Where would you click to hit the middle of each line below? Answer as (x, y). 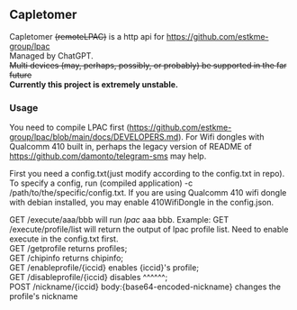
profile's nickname (44, 296)
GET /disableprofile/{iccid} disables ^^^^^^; (89, 278)
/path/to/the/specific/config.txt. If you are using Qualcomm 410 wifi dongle (148, 193)
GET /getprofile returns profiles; (68, 249)
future (21, 75)
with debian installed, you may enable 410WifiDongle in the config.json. (142, 203)
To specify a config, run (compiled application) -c (101, 183)
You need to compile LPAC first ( (70, 128)
